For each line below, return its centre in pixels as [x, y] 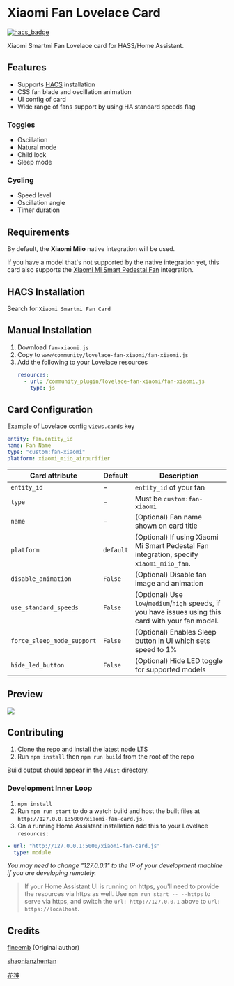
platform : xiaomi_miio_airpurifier [59, 458]
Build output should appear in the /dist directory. [78, 770]
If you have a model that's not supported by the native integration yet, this [113, 262]
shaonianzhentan [32, 961]
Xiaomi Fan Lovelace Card [84, 13]
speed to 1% [156, 649]
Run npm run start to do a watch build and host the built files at [109, 811]
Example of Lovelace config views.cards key [71, 426]
